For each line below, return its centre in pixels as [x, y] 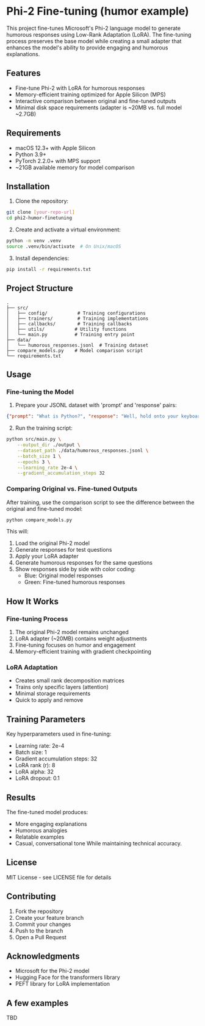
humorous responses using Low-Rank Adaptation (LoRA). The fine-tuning [99, 34]
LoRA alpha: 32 [34, 772]
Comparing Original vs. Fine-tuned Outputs [72, 489]
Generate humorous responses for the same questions [84, 563]
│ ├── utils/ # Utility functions [67, 329]
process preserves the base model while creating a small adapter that [94, 41]
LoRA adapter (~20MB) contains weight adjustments [81, 638]
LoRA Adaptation [32, 668]
